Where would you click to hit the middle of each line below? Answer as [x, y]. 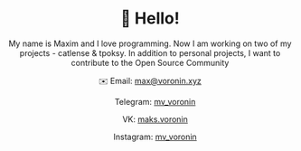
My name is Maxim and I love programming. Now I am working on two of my [150, 43]
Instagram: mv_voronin [155, 137]
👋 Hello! [150, 19]
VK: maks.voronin [155, 119]
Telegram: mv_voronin [155, 101]
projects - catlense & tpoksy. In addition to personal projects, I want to [150, 52]
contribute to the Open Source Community [150, 62]
